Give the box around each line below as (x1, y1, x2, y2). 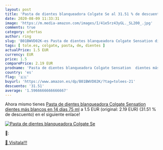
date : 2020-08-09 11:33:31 (5, 16, 60, 21)
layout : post (5, 7, 32, 12)
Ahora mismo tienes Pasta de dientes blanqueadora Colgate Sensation (5, 101, 147, 107)
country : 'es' (5, 70, 34, 75)
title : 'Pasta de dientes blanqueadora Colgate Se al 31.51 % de (5, 12, 140, 16)
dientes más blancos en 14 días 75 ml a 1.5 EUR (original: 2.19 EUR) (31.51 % (5, 106, 156, 112)
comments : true (5, 25, 36, 30)
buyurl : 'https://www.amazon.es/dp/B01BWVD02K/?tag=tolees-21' (5, 79, 136, 84)
